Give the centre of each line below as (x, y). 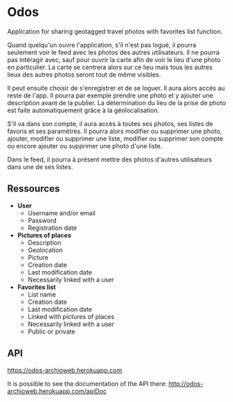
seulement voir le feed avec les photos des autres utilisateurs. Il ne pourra (113, 52)
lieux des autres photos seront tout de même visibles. (84, 75)
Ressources (34, 189)
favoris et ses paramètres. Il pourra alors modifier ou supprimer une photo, (114, 131)
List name (42, 294)
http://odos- (186, 383)
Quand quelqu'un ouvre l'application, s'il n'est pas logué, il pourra (102, 45)
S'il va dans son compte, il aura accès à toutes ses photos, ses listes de (110, 123)
